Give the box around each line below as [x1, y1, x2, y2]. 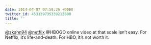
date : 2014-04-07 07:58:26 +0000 [5, 7, 74, 12]
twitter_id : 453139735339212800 [5, 12, 71, 16]
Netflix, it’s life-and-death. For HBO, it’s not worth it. [5, 34, 109, 40]
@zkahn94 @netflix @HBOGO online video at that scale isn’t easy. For [5, 30, 147, 35]
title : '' [5, 16, 25, 21]
